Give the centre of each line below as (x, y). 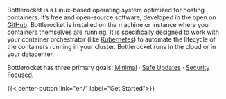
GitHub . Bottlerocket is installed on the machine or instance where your (109, 25)
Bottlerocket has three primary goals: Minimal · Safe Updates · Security (108, 67)
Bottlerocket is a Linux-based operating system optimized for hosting (106, 10)
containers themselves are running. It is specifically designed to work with (113, 32)
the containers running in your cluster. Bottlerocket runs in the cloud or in (112, 47)
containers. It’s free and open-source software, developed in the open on (112, 17)
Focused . (20, 75)
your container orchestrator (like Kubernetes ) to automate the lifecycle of (112, 39)
